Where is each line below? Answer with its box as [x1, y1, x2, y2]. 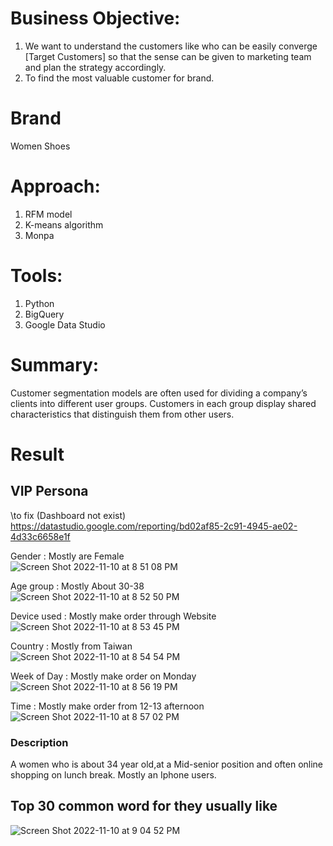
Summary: [10, 353, 100, 376]
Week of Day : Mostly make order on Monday [10, 670, 197, 682]
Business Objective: [10, 7, 181, 30]
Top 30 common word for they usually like [10, 798, 278, 815]
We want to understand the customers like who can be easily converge [24, 40, 318, 52]
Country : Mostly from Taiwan [10, 640, 133, 652]
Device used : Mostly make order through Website [10, 610, 217, 622]
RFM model [24, 208, 73, 220]
